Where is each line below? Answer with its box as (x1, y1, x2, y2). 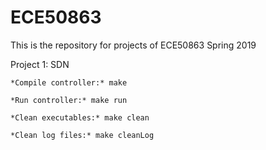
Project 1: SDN (10, 58, 70, 70)
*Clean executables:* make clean (10, 112, 150, 123)
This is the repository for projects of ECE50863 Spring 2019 (10, 39, 257, 51)
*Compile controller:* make (10, 77, 128, 88)
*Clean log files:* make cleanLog (10, 130, 155, 140)
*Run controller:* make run (10, 95, 128, 105)
